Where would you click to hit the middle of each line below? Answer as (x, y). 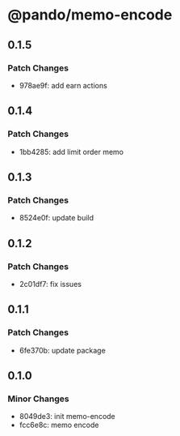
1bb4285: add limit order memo (71, 152)
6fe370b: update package (62, 350)
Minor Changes (38, 399)
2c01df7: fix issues (50, 284)
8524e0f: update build (57, 218)
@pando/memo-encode (90, 15)
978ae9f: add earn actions (63, 85)
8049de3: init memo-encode (67, 417)
